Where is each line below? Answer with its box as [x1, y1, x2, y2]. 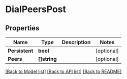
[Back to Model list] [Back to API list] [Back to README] [5, 68, 122, 74]
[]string [38, 56, 57, 62]
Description [61, 39, 91, 46]
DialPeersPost [5, 4, 67, 15]
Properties [5, 24, 40, 32]
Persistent [8, 47, 34, 54]
